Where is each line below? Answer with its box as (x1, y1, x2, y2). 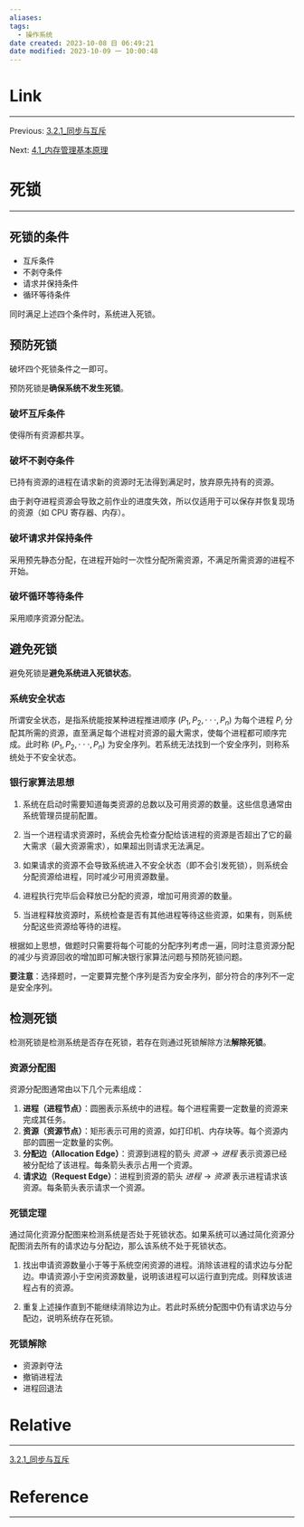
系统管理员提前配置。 (22, 810, 102, 820)
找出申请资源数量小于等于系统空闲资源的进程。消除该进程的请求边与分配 (22, 1259, 292, 1271)
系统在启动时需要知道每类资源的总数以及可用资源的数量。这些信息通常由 (22, 798, 292, 810)
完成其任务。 (22, 1114, 71, 1124)
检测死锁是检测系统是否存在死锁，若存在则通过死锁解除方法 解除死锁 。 (9, 1037, 271, 1048)
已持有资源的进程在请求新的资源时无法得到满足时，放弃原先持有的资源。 (9, 477, 279, 488)
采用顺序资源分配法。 (9, 612, 89, 623)
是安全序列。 (9, 982, 57, 992)
